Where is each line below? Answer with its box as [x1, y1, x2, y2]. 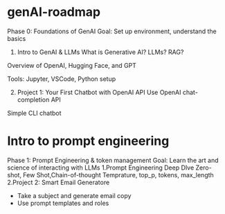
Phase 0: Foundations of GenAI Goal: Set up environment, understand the [7, 27, 217, 35]
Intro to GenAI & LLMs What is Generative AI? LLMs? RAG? [17, 48, 184, 56]
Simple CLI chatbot [7, 109, 62, 117]
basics [7, 34, 26, 42]
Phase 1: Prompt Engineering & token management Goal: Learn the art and [7, 156, 219, 164]
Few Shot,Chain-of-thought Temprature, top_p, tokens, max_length [23, 170, 215, 179]
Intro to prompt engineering [7, 133, 170, 149]
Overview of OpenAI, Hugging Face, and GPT [7, 61, 137, 69]
